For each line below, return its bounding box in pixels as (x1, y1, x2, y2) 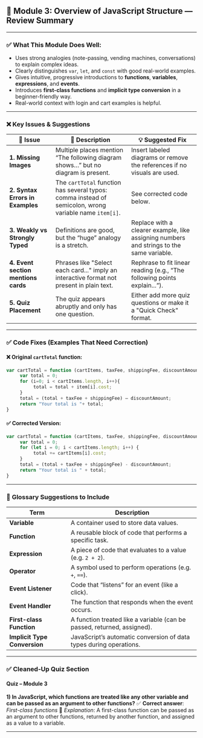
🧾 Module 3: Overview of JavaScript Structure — (6, 6, 193, 16)
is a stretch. (55, 241, 89, 250)
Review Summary (6, 16, 74, 26)
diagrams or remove (130, 154, 188, 162)
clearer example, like (130, 226, 190, 235)
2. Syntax (9, 186, 37, 194)
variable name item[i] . (55, 209, 121, 217)
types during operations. (70, 641, 141, 649)
